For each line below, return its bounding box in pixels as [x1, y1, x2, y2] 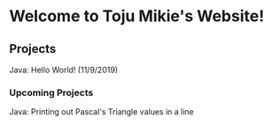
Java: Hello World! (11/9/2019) [9, 64, 118, 75]
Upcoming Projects [9, 86, 94, 99]
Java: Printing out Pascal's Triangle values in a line [9, 107, 195, 117]
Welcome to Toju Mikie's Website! [9, 6, 265, 26]
